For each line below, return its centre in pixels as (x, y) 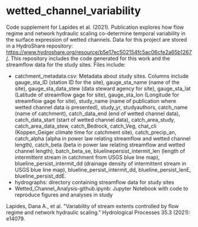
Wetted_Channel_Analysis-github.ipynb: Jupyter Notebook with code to (101, 188)
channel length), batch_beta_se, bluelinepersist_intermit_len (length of (100, 151)
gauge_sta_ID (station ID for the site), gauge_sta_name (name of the (97, 82)
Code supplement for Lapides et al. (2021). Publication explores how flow (95, 27)
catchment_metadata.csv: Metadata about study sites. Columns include (102, 76)
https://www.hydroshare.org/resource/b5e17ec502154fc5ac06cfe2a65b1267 (99, 52)
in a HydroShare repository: (39, 46)
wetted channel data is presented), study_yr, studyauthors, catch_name (101, 107)
